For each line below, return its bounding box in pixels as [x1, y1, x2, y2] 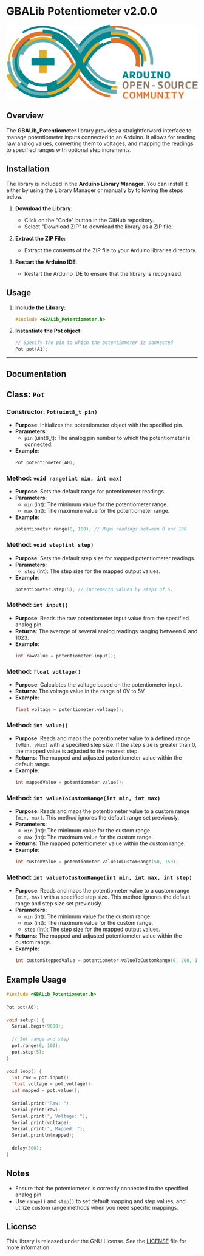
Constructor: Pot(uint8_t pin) [6, 407, 98, 416]
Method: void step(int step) [6, 541, 94, 549]
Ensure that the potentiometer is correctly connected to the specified [15, 1184, 188, 1192]
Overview [6, 111, 44, 121]
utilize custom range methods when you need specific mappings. [15, 1204, 179, 1211]
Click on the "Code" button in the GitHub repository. [24, 216, 155, 224]
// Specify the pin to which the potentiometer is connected [15, 340, 174, 346]
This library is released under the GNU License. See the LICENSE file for [6, 1238, 187, 1245]
